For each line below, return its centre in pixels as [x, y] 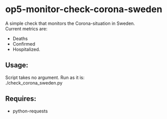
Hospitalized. [26, 49]
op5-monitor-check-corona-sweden [84, 9]
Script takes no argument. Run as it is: [45, 77]
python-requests [30, 111]
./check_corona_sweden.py [34, 83]
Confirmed [24, 44]
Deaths [20, 38]
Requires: [21, 99]
